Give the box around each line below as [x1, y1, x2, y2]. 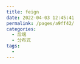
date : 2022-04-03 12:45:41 [6, 15, 75, 21]
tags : [6, 43, 20, 49]
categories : [6, 26, 36, 32]
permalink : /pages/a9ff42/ [6, 20, 75, 26]
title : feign [6, 9, 39, 15]
